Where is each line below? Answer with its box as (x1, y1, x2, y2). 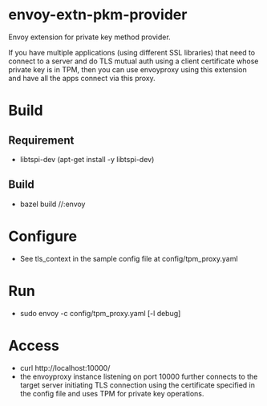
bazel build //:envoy (19, 199, 86, 209)
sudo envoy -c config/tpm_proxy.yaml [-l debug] (19, 308, 181, 318)
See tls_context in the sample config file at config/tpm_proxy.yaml (19, 254, 238, 263)
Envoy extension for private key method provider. (8, 32, 171, 42)
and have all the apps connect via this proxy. (8, 73, 156, 83)
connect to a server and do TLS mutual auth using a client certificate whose (8, 56, 259, 66)
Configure (8, 227, 78, 246)
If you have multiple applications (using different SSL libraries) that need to (8, 47, 255, 57)
